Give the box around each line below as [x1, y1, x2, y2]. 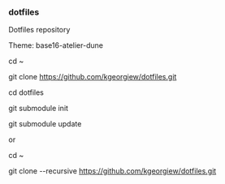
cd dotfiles [8, 88, 45, 97]
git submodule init [8, 104, 69, 113]
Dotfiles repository [8, 25, 71, 35]
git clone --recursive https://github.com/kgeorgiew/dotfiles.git [8, 166, 217, 176]
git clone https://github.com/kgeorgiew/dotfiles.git [8, 72, 177, 82]
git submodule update [8, 119, 82, 129]
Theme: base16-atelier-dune [8, 41, 104, 50]
